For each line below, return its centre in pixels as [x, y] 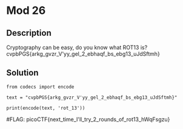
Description [29, 33]
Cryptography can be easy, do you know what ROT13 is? [77, 47]
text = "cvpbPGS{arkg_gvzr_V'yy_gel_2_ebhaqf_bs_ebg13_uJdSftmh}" [92, 98]
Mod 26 [26, 11]
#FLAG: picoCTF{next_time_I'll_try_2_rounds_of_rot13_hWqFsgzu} [88, 119]
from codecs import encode [40, 87]
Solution [22, 73]
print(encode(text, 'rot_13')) [46, 108]
